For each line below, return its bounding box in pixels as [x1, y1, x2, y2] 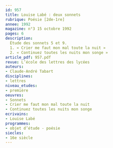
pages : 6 [5, 31, 24, 36]
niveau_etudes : [5, 83, 38, 88]
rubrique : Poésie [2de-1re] [5, 17, 65, 22]
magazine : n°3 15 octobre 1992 [5, 26, 72, 32]
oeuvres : [5, 93, 24, 98]
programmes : [5, 121, 31, 126]
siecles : [5, 130, 24, 135]
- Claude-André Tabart [5, 69, 53, 74]
